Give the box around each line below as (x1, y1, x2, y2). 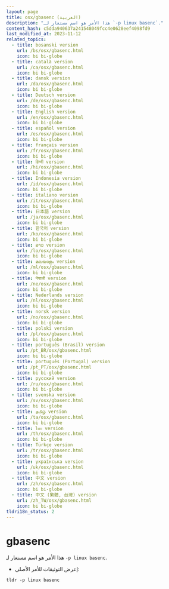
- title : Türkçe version (11, 442, 73, 448)
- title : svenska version (11, 392, 76, 398)
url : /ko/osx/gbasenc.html (17, 231, 84, 237)
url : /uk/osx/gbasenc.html (17, 464, 84, 470)
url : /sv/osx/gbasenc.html (17, 398, 84, 404)
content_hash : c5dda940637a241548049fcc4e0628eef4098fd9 (6, 25, 151, 32)
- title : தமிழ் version (11, 409, 67, 415)
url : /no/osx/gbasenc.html (17, 314, 84, 320)
